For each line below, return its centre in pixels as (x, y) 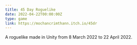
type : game (16, 19)
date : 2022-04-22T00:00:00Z (34, 14)
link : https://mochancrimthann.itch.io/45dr (51, 23)
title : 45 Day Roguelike (30, 10)
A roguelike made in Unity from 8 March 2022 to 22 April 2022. (69, 37)
